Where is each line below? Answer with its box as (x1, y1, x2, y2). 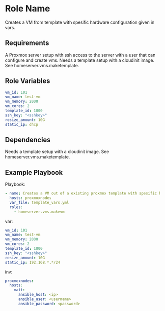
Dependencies (5, 135, 51, 144)
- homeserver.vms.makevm (14, 209, 65, 214)
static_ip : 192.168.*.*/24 (5, 260, 60, 265)
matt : (14, 287, 26, 293)
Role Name (5, 3, 50, 14)
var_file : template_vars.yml (9, 200, 69, 205)
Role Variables (5, 77, 50, 85)
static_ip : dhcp (5, 122, 38, 127)
